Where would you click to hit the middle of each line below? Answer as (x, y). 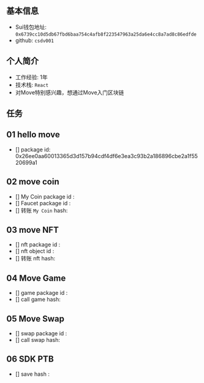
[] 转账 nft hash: (35, 259)
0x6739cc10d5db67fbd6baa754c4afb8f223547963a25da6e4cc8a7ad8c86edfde (106, 34)
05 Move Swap (35, 318)
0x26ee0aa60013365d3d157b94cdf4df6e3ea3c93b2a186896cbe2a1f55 (106, 156)
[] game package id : (41, 293)
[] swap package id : (41, 333)
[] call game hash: (38, 300)
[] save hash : (32, 374)
